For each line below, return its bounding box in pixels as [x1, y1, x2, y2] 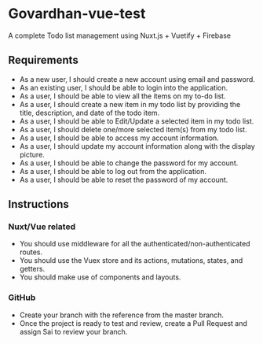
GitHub [8, 292, 36, 303]
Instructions [8, 198, 69, 211]
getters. [19, 264, 46, 274]
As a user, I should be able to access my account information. [19, 133, 220, 142]
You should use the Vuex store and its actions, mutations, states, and [19, 256, 243, 265]
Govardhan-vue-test [8, 5, 146, 23]
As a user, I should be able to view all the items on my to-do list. [19, 91, 226, 101]
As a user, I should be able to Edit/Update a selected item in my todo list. [19, 116, 254, 126]
